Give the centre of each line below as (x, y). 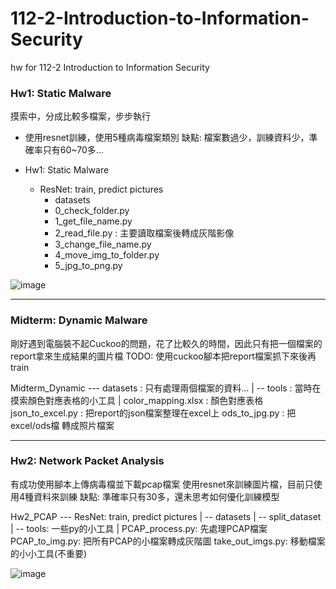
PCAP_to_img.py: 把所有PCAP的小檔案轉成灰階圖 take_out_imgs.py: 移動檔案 (168, 541)
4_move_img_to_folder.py (107, 255)
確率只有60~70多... (64, 150)
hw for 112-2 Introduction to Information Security (110, 67)
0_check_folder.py (92, 211)
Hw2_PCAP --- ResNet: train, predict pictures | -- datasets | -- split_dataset (166, 516)
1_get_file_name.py (93, 221)
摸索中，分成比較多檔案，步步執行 (80, 116)
